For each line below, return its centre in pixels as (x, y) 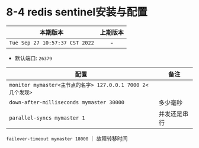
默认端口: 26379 (33, 58)
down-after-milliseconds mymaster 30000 (67, 102)
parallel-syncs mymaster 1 (47, 118)
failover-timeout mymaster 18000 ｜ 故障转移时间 (67, 138)
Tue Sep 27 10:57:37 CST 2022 (52, 43)
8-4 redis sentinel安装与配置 (77, 12)
